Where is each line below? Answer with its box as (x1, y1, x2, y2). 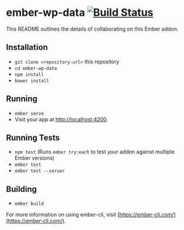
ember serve (14, 111, 44, 116)
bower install (14, 78, 49, 84)
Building (6, 184, 37, 194)
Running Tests (6, 132, 60, 142)
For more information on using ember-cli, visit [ (6, 211, 120, 218)
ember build (14, 201, 44, 207)
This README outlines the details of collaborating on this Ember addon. (6, 25, 179, 32)
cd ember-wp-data (14, 65, 57, 71)
